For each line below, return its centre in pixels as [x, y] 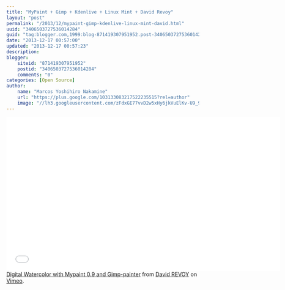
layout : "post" [26, 18]
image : [26, 103]
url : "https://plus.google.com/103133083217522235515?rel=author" [104, 97]
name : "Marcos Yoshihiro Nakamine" [63, 92]
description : [23, 52]
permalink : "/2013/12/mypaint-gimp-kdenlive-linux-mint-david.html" [95, 23]
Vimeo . [15, 281]
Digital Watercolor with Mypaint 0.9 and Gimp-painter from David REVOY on [102, 274]
